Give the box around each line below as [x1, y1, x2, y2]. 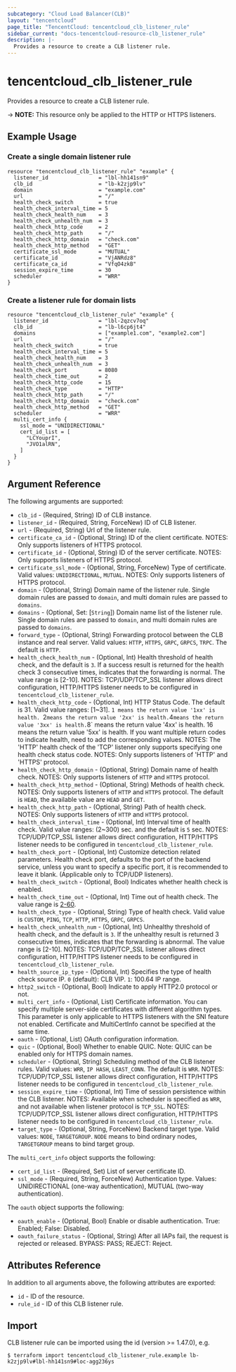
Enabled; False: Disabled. [17, 1224, 91, 1232]
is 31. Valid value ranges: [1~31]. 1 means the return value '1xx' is [17, 705, 216, 714]
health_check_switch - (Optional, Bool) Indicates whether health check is [17, 877, 228, 886]
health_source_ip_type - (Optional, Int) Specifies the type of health [17, 967, 212, 976]
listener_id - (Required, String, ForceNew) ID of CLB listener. [17, 518, 197, 526]
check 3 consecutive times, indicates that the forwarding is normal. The [17, 667, 225, 676]
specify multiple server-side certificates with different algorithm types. [17, 1005, 223, 1013]
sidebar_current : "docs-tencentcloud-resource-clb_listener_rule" [7, 30, 206, 37]
